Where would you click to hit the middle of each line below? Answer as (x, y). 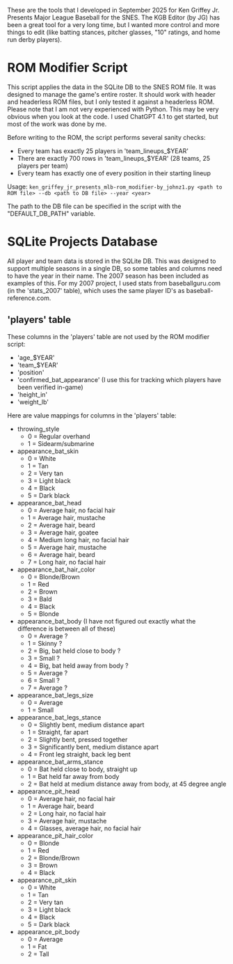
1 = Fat (37, 947)
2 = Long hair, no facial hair (67, 813)
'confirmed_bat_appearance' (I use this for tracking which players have (119, 379)
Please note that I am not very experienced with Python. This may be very (113, 109)
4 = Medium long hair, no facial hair (79, 539)
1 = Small (41, 710)
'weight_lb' (33, 402)
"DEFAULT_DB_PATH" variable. (51, 213)
